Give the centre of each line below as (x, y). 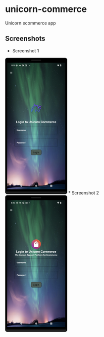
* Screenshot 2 (83, 192)
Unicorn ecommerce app (30, 23)
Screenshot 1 (26, 50)
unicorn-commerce (46, 9)
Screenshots (25, 39)
